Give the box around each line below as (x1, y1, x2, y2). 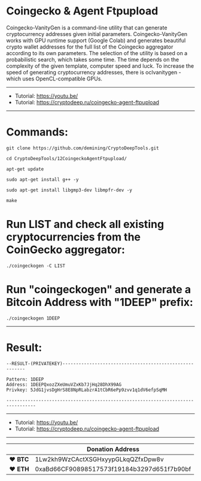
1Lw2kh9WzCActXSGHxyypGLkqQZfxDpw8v (35, 455, 164, 463)
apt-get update (6, 166, 44, 172)
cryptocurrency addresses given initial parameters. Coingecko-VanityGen (6, 30, 188, 37)
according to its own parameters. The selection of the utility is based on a (6, 49, 188, 56)
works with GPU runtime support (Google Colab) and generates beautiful (6, 37, 186, 44)
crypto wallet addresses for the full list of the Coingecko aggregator (6, 43, 173, 50)
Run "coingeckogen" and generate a (6, 283, 191, 296)
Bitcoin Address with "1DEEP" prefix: (6, 296, 193, 309)
